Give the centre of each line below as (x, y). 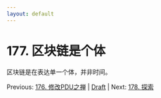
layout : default (30, 14)
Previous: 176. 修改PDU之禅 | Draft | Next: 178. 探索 (80, 87)
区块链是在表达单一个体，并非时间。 (59, 72)
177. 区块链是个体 (56, 51)
